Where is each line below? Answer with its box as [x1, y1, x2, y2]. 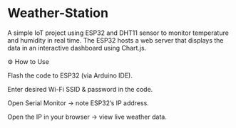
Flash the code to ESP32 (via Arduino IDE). [7, 71, 133, 80]
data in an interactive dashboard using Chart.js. [7, 43, 147, 52]
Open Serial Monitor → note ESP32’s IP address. [7, 98, 150, 107]
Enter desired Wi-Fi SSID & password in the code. [7, 85, 153, 93]
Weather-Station [7, 5, 109, 21]
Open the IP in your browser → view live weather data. [7, 112, 168, 121]
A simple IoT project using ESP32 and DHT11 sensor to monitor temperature [7, 28, 230, 37]
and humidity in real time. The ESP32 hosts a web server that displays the [7, 36, 224, 44]
